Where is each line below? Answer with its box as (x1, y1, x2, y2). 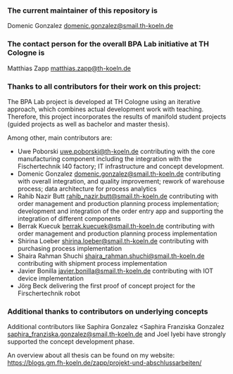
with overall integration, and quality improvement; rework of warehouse (17, 176, 225, 185)
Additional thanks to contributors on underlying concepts (7, 307, 208, 316)
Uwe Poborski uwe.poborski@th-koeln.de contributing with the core (17, 147, 215, 155)
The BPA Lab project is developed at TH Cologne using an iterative (7, 97, 201, 105)
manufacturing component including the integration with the (17, 154, 192, 163)
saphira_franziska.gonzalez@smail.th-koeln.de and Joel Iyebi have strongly (7, 330, 227, 339)
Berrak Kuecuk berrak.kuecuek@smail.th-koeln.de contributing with (17, 221, 215, 230)
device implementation (17, 273, 84, 283)
